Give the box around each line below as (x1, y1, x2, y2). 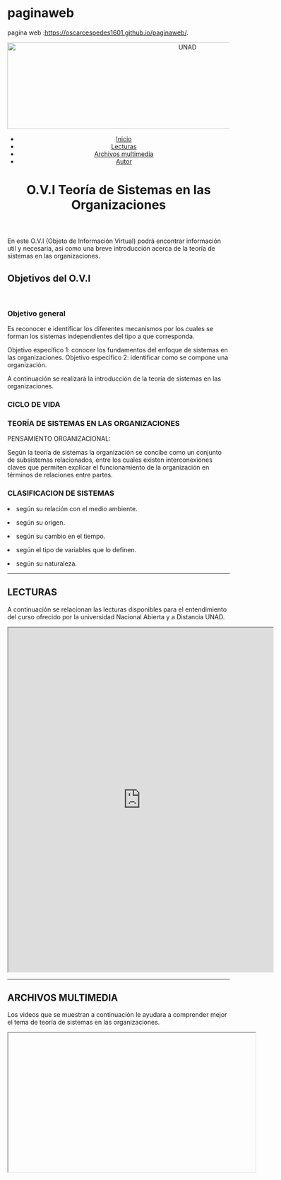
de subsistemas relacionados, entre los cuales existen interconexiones (7, 455, 213, 464)
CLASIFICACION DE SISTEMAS (7, 489, 114, 499)
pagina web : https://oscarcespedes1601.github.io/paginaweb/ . (7, 28, 189, 37)
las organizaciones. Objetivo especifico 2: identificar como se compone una (7, 353, 229, 362)
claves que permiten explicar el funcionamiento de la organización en (7, 463, 210, 472)
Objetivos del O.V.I (7, 272, 91, 284)
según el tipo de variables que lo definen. (16, 545, 137, 554)
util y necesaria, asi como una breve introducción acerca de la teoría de (7, 244, 215, 253)
